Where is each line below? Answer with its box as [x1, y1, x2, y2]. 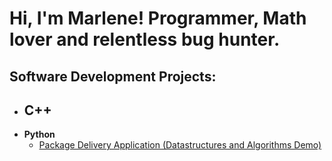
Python [23, 128, 56, 141]
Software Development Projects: [9, 68, 217, 85]
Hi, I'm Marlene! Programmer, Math [9, 7, 307, 30]
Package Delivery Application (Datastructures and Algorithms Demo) [38, 139, 322, 151]
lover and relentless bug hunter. [9, 28, 281, 51]
